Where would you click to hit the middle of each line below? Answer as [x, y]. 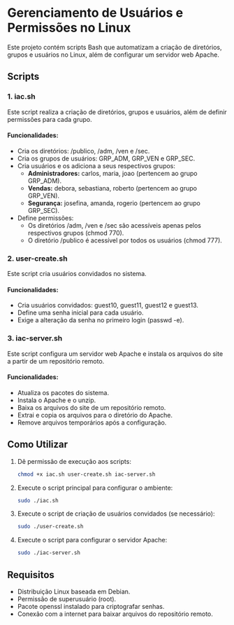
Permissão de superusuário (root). [67, 599]
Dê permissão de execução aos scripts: [74, 461]
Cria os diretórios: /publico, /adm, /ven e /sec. [83, 151]
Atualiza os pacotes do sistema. [63, 392]
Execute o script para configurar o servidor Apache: [92, 540]
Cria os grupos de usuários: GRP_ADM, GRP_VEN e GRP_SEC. [106, 158]
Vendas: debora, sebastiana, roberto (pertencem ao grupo [112, 188]
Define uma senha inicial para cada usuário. [80, 312]
